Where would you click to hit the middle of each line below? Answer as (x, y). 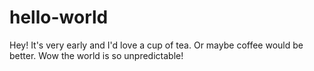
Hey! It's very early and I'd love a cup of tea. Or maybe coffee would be (156, 45)
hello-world (59, 17)
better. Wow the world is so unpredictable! (96, 55)
